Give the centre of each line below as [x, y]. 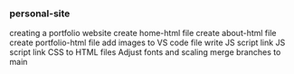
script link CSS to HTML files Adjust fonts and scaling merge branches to [145, 52]
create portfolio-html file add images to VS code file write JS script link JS [147, 42]
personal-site [40, 14]
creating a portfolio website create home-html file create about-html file [143, 33]
